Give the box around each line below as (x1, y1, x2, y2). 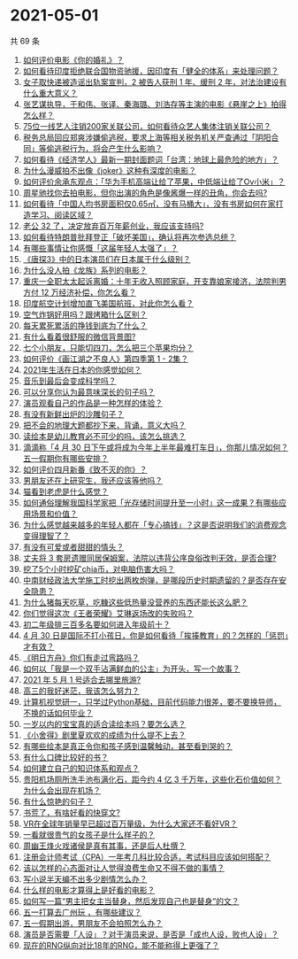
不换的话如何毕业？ (22, 708, 94, 718)
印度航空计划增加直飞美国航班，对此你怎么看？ (22, 298, 194, 308)
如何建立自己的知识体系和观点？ (22, 762, 140, 773)
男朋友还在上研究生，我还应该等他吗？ (22, 475, 163, 485)
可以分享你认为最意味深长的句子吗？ (22, 386, 156, 397)
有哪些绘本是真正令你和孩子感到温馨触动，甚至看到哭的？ (22, 740, 233, 751)
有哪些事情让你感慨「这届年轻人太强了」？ (22, 243, 179, 253)
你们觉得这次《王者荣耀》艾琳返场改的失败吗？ (22, 607, 194, 618)
